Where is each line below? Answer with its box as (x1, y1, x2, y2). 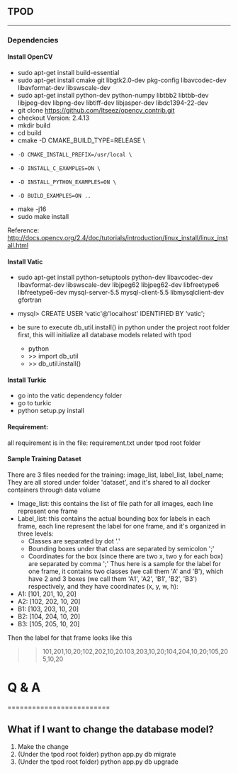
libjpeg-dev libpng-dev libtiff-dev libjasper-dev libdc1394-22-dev (17, 98, 208, 107)
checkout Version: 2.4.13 (17, 113, 90, 122)
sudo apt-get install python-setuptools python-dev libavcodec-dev (17, 273, 213, 282)
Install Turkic (7, 376, 47, 384)
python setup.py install (17, 407, 85, 415)
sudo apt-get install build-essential (17, 68, 120, 77)
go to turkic (17, 399, 52, 407)
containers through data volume (7, 485, 101, 494)
